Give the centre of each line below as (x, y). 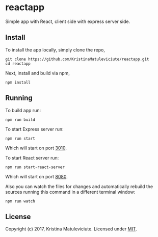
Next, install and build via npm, (38, 73)
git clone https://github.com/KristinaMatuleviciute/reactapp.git (77, 59)
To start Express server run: (34, 129)
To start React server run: (32, 157)
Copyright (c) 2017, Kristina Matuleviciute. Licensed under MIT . (71, 229)
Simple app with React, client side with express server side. (68, 21)
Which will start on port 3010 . (36, 148)
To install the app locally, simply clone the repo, (55, 49)
